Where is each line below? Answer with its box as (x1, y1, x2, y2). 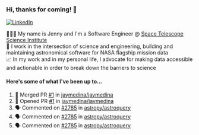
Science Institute (6, 37, 48, 44)
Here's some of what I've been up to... (6, 78, 102, 85)
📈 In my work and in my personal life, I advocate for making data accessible (6, 56, 193, 63)
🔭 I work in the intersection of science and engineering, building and (6, 43, 173, 50)
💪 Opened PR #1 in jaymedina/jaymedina (14, 97, 114, 104)
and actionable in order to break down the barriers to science (6, 65, 156, 72)
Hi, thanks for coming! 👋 (6, 5, 77, 14)
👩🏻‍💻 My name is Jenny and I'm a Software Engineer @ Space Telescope (6, 30, 184, 37)
